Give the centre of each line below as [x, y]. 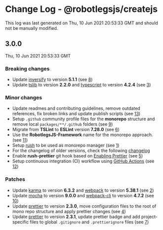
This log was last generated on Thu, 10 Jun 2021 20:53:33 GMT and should [81, 23]
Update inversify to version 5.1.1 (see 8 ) [52, 79]
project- [149, 217]
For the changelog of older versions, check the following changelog [81, 151]
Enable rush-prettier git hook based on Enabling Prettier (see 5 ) [78, 156]
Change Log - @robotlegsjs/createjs [81, 9]
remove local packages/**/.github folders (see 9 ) [62, 124]
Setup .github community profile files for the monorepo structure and [83, 119]
